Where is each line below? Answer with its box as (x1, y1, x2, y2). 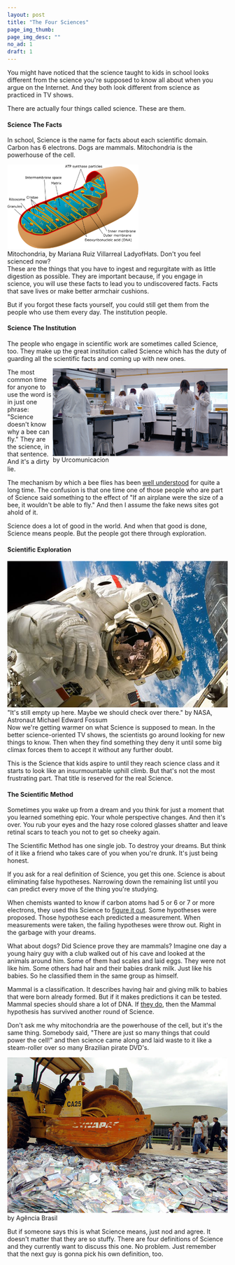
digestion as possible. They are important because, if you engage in (7, 272, 203, 280)
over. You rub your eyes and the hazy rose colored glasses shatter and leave (7, 821, 228, 829)
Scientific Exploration (7, 545, 71, 554)
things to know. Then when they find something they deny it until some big (7, 738, 222, 746)
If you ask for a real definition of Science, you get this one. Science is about (7, 870, 225, 879)
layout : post (7, 11, 45, 18)
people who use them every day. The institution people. (7, 308, 168, 316)
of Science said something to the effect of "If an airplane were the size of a (7, 493, 224, 501)
